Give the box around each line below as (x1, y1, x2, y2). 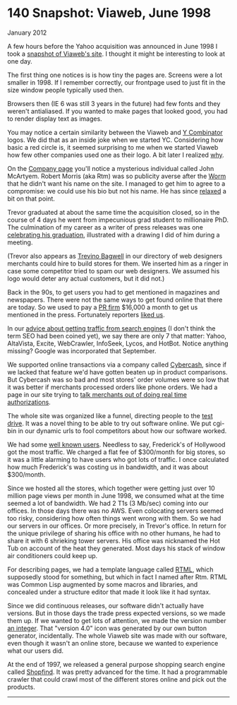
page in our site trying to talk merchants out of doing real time (7, 390, 187, 398)
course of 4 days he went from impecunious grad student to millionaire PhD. (7, 215, 229, 224)
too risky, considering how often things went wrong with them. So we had (7, 514, 221, 522)
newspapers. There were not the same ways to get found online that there (7, 295, 223, 304)
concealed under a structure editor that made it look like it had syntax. (7, 588, 212, 596)
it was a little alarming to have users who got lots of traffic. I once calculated (7, 455, 229, 463)
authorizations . (7, 398, 51, 406)
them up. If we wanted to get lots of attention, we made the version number (7, 616, 227, 624)
